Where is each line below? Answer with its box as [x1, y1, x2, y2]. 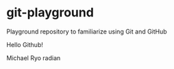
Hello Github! [6, 40, 44, 49]
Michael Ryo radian [6, 53, 61, 62]
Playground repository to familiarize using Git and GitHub [6, 27, 167, 36]
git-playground [6, 5, 94, 20]
